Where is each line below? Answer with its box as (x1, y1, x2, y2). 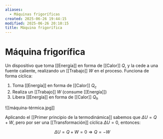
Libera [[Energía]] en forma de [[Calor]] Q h (12, 94, 98, 101)
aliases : (5, 7, 23, 12)
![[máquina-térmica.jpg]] (5, 105, 55, 111)
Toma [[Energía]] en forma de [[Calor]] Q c (12, 83, 97, 90)
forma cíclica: (5, 73, 33, 79)
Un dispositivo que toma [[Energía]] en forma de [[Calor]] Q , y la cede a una (5, 63, 158, 69)
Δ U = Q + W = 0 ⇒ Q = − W (54, 129, 110, 135)
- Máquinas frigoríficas (9, 12, 60, 17)
